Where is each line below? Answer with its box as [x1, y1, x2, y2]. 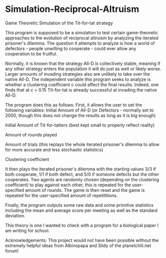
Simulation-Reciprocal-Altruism [5, 3, 140, 15]
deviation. [5, 213, 26, 219]
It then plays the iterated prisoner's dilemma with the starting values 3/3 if [5, 166, 156, 172]
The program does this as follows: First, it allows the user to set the [5, 102, 142, 108]
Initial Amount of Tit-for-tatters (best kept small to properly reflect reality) [5, 122, 155, 128]
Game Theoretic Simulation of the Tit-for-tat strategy [5, 20, 113, 26]
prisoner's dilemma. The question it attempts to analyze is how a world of [5, 40, 155, 46]
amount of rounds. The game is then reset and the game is [25, 187, 145, 193]
